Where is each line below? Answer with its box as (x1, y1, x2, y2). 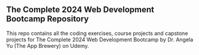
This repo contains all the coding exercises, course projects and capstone (6, 30, 188, 37)
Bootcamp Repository (6, 14, 89, 24)
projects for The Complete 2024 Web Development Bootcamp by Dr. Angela (6, 35, 194, 43)
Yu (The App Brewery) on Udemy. (6, 42, 90, 49)
